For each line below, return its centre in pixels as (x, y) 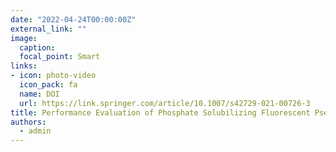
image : (24, 38)
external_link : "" (48, 29)
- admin (35, 131)
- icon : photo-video (53, 76)
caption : (37, 47)
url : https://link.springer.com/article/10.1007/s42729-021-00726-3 (165, 103)
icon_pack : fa (48, 85)
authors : (28, 122)
